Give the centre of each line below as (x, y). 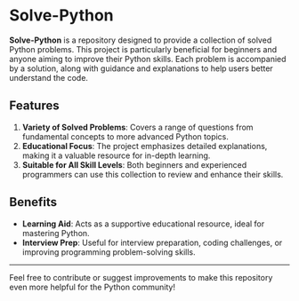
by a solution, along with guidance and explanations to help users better (141, 68)
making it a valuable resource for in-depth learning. (116, 155)
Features (34, 106)
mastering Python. (56, 233)
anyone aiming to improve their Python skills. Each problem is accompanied (148, 59)
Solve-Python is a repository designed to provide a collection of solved (141, 40)
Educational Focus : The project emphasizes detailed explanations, (145, 146)
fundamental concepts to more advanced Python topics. (125, 136)
